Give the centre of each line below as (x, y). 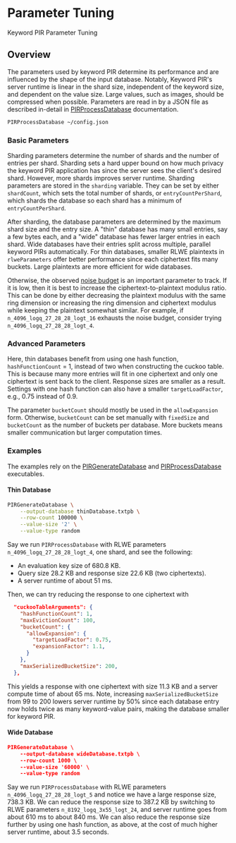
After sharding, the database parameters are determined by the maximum (114, 222)
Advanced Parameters (46, 344)
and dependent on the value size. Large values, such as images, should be (116, 94)
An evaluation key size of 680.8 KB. (69, 566)
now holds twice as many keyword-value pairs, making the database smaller (118, 709)
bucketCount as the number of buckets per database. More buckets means (115, 425)
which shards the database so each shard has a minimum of (94, 200)
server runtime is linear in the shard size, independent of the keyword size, (116, 87)
